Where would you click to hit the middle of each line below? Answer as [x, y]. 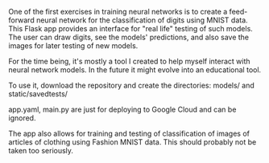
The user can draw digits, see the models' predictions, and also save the [129, 37]
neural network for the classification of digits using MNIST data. [142, 20]
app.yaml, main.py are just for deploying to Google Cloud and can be [122, 109]
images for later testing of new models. [73, 46]
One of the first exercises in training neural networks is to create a [118, 12]
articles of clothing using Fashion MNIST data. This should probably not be [132, 142]
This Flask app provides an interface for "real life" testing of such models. [131, 29]
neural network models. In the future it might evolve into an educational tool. [135, 70]
